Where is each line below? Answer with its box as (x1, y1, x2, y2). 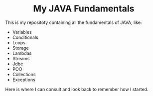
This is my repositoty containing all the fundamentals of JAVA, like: (5, 19, 142, 25)
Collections (12, 71, 36, 77)
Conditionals (12, 34, 38, 40)
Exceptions (12, 77, 36, 83)
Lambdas (12, 50, 32, 56)
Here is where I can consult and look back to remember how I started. (5, 86, 149, 92)
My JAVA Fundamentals (33, 3, 135, 14)
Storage (12, 45, 29, 51)
